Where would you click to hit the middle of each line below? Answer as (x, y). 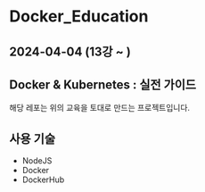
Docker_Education (79, 17)
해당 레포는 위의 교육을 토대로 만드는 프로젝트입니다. (99, 108)
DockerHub (43, 179)
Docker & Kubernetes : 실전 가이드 (103, 84)
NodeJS (37, 161)
